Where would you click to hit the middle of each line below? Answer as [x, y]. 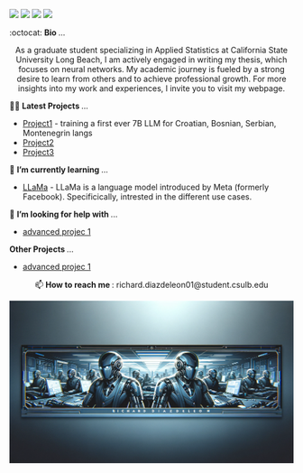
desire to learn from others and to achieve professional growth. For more [151, 79]
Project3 [38, 152]
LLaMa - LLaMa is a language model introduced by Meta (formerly [146, 187]
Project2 [38, 143]
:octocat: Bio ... [37, 32]
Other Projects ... [41, 249]
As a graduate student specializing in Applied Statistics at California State [151, 50]
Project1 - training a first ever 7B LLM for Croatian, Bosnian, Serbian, [149, 123]
